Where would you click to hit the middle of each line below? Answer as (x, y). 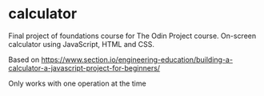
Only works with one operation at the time (77, 83)
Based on (24, 60)
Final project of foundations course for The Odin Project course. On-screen (132, 36)
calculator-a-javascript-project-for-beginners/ (84, 67)
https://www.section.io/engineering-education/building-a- (137, 60)
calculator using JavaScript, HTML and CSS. (81, 44)
